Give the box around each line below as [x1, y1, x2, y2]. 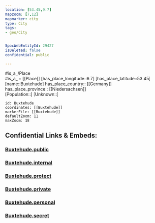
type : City [5, 21, 28, 26]
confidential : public [5, 52, 50, 57]
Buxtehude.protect [5, 172, 52, 179]
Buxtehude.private [5, 186, 51, 192]
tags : [5, 26, 16, 31]
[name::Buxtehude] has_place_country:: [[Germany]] [5, 81, 112, 87]
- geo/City [5, 30, 28, 35]
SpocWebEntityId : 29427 [5, 43, 54, 48]
